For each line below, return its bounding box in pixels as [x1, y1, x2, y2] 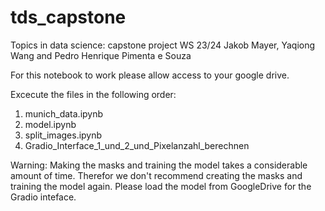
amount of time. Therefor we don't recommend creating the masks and [10, 169, 303, 181]
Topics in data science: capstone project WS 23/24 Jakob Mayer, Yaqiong [10, 39, 316, 51]
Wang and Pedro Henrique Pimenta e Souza [10, 49, 192, 61]
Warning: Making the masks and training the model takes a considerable [10, 159, 308, 171]
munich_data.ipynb [24, 107, 104, 120]
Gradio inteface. [10, 191, 77, 203]
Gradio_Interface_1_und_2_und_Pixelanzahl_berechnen [24, 139, 250, 151]
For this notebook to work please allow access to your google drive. [10, 69, 290, 81]
